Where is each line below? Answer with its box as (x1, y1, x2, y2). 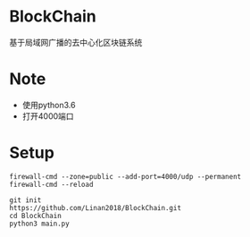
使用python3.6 (21, 99, 76, 110)
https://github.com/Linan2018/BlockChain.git (9, 203, 181, 212)
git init (9, 195, 42, 205)
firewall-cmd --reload (9, 180, 94, 189)
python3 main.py (9, 219, 70, 228)
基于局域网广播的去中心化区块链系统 (9, 37, 143, 47)
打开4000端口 (21, 110, 74, 122)
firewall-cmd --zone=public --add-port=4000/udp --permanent (9, 172, 242, 181)
